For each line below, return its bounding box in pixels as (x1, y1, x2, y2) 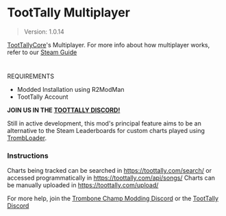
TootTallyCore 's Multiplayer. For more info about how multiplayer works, (7, 40, 210, 49)
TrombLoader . (7, 134, 47, 142)
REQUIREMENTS (7, 72, 55, 80)
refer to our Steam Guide (7, 48, 77, 56)
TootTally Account (16, 93, 68, 101)
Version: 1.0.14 (23, 27, 65, 36)
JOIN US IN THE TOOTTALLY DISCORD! (7, 106, 121, 115)
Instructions (7, 151, 49, 160)
